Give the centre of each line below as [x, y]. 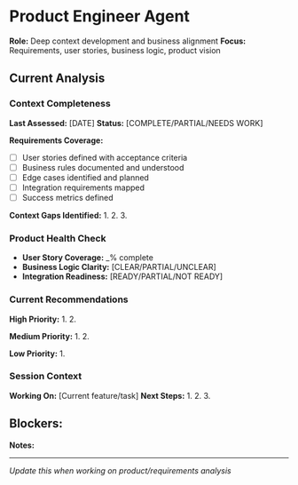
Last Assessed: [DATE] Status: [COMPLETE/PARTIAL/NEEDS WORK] [136, 123]
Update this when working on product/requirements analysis [121, 470]
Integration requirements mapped [83, 187]
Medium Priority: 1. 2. [50, 336]
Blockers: [36, 424]
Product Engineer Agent [100, 16]
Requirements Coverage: [56, 140]
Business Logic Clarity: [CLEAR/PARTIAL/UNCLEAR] [119, 267]
